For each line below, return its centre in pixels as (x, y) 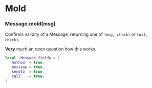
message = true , (28, 67)
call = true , (28, 76)
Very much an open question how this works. (51, 49)
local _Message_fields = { (33, 58)
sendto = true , (28, 72)
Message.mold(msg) (31, 24)
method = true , (28, 63)
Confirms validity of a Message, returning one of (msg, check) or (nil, (76, 34)
